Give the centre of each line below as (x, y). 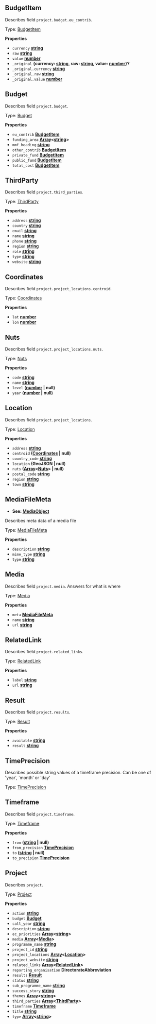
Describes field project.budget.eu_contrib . (49, 19)
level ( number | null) (34, 388)
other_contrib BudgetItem (39, 150)
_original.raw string (33, 74)
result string (25, 746)
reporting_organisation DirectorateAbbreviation (62, 970)
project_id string (30, 949)
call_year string (29, 923)
